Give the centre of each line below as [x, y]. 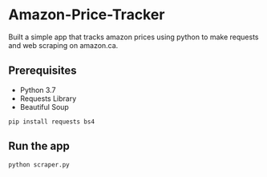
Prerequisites [42, 71]
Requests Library [48, 99]
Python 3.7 [38, 90]
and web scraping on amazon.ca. [63, 45]
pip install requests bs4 [51, 122]
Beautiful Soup [44, 107]
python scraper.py [39, 165]
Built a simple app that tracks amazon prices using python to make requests [133, 37]
